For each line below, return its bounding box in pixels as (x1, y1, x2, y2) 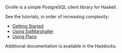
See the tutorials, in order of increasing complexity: (5, 14, 110, 19)
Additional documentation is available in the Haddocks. (5, 43, 117, 49)
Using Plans (12, 34, 37, 39)
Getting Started (12, 23, 43, 29)
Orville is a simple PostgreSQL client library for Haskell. (5, 4, 118, 10)
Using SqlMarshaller (12, 28, 54, 34)
